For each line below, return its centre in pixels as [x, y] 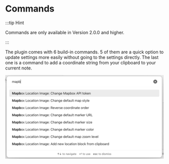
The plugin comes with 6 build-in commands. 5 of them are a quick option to [84, 52]
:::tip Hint [15, 23]
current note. [19, 68]
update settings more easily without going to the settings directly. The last [82, 57]
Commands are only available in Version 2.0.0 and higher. [65, 32]
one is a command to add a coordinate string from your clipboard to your [80, 62]
